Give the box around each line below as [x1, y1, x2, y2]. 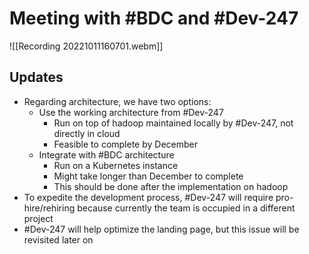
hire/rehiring [23, 202, 76, 214]
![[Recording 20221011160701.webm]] [9, 40, 164, 52]
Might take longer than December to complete [53, 170, 244, 182]
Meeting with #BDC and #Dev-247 [9, 7, 299, 30]
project [23, 212, 54, 224]
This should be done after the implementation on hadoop [53, 180, 289, 192]
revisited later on [23, 233, 94, 246]
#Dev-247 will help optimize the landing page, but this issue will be [23, 223, 300, 235]
